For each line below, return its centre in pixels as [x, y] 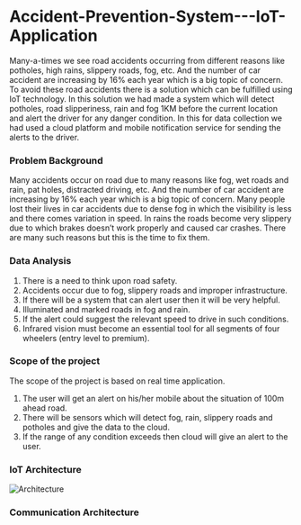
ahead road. [44, 408]
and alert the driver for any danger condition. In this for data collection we [146, 118]
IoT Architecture [46, 469]
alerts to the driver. [44, 137]
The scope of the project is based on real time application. [117, 381]
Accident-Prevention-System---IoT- [147, 17]
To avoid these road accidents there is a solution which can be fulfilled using [151, 89]
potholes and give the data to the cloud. [96, 427]
